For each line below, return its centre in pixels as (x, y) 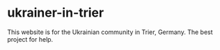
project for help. (30, 39)
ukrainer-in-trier (56, 13)
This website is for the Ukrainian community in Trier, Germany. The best (110, 32)
